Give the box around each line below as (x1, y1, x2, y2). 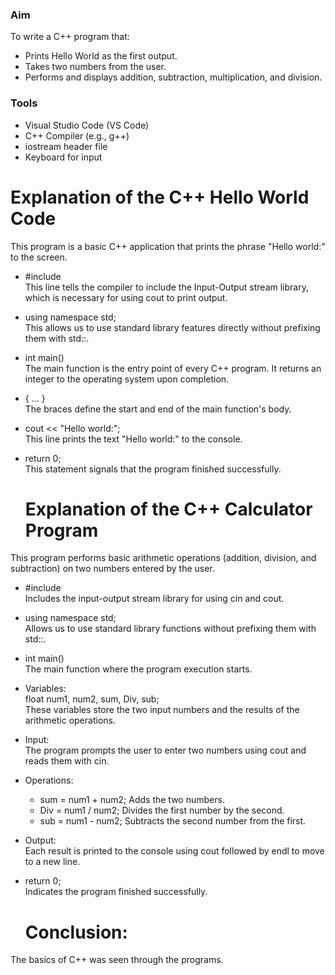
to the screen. (10, 251, 68, 263)
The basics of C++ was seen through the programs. (10, 954, 224, 966)
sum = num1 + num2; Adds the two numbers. (39, 794, 225, 806)
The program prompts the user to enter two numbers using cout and (24, 744, 307, 757)
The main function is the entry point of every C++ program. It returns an (24, 362, 322, 374)
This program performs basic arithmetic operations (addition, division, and (10, 552, 317, 564)
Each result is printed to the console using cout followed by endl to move (24, 845, 325, 857)
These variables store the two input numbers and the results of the (24, 704, 300, 716)
